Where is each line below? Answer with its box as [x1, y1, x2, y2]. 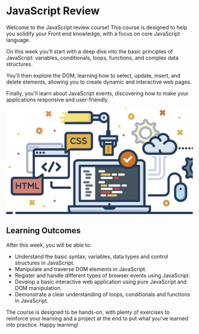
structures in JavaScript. [14, 259, 75, 266]
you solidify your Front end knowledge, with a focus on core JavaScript [6, 30, 181, 37]
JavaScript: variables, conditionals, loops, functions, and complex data [6, 54, 179, 61]
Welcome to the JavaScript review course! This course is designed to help [6, 24, 188, 31]
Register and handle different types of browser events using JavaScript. [14, 272, 191, 279]
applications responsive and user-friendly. [6, 96, 110, 103]
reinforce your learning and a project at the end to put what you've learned [6, 314, 188, 322]
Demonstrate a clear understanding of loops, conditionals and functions [14, 291, 191, 298]
